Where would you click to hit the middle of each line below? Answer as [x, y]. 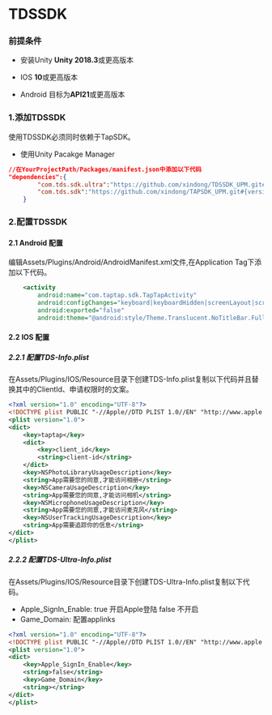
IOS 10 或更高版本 [49, 77]
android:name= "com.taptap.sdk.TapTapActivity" [117, 295]
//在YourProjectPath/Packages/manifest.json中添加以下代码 [105, 169]
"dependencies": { [38, 177]
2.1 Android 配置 [36, 242]
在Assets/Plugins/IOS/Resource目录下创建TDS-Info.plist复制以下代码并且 [130, 379]
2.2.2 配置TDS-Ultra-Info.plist [60, 559]
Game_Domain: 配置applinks [68, 619]
